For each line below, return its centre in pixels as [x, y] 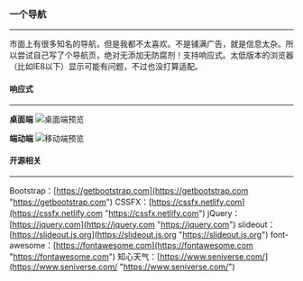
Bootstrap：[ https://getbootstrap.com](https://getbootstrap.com [129, 190]
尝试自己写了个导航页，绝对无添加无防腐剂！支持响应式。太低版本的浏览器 [155, 55]
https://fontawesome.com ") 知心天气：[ [87, 256]
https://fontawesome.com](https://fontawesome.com [155, 245]
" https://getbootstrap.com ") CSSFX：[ [81, 202]
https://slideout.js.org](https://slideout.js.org [95, 234]
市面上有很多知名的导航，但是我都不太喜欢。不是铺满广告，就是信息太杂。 [147, 44]
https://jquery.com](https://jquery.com [84, 224]
